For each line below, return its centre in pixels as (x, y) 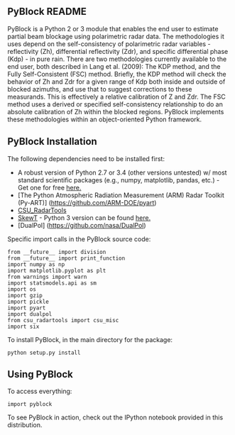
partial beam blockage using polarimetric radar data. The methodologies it (116, 36)
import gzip (25, 295)
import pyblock (30, 404)
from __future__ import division (57, 252)
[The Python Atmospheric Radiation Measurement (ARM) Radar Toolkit (121, 195)
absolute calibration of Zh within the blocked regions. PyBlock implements (116, 111)
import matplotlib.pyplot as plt (57, 270)
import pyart (27, 308)
